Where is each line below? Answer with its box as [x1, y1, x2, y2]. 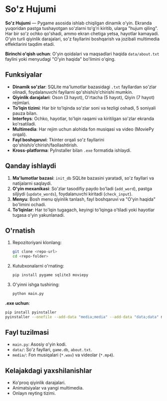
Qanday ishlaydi [5, 162, 56, 170]
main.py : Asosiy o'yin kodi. [12, 341, 67, 347]
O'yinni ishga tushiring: [12, 281, 60, 287]
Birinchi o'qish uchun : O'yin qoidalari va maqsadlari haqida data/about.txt [5, 51, 160, 57]
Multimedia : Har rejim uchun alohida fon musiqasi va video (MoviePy [12, 126, 154, 132]
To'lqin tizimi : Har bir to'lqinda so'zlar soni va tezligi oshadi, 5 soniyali [12, 105, 156, 111]
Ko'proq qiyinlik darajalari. [12, 380, 66, 386]
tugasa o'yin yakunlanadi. [12, 212, 65, 218]
